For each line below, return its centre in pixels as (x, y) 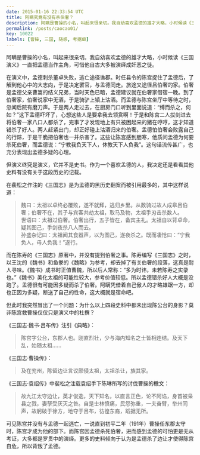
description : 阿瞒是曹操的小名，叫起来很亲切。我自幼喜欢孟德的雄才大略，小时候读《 (99, 23)
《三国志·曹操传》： (29, 358)
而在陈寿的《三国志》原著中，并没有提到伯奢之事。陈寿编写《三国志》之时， (100, 255)
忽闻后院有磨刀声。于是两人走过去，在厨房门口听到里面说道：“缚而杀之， (96, 107)
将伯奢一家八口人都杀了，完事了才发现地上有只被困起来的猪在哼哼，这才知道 (100, 122)
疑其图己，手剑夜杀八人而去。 (57, 227)
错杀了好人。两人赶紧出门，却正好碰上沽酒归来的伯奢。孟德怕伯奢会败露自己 (100, 130)
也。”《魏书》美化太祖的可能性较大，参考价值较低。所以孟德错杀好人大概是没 (100, 277)
